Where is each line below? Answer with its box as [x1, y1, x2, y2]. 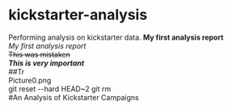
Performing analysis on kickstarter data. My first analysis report [8, 32, 224, 42]
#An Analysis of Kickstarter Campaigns [8, 92, 139, 102]
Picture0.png [8, 75, 52, 85]
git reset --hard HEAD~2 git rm [8, 83, 112, 94]
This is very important [8, 58, 85, 68]
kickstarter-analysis [8, 6, 148, 24]
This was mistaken [8, 49, 71, 59]
